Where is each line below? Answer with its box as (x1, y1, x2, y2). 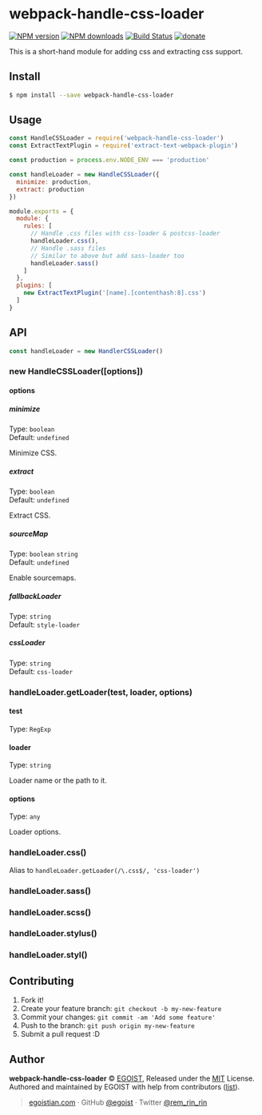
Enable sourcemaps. (9, 573, 77, 582)
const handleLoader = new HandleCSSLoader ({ (9, 171, 160, 179)
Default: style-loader (9, 620, 81, 629)
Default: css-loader (9, 666, 73, 676)
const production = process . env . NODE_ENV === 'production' (9, 157, 210, 165)
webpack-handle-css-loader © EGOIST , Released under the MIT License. (9, 1073, 255, 1083)
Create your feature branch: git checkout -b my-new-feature (20, 1004, 222, 1014)
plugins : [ (16, 281, 53, 290)
